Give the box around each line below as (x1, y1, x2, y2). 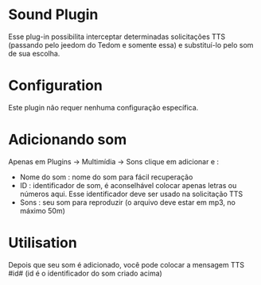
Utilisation (8, 234, 77, 252)
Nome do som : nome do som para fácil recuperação (19, 172, 193, 182)
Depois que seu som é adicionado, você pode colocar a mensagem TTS (8, 260, 245, 269)
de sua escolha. (8, 48, 60, 58)
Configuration (8, 77, 103, 94)
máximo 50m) (19, 206, 66, 215)
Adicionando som (8, 131, 127, 148)
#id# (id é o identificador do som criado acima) (8, 268, 163, 278)
